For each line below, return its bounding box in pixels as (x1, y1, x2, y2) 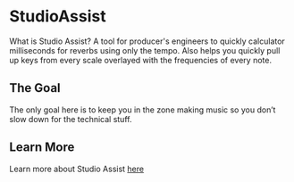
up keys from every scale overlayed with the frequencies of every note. (9, 54, 273, 65)
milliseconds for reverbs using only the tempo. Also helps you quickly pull (9, 45, 281, 55)
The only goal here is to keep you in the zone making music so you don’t (9, 104, 276, 115)
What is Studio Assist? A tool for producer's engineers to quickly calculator (9, 36, 286, 46)
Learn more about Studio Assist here (9, 163, 145, 174)
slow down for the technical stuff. (9, 113, 132, 124)
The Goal (9, 80, 61, 95)
